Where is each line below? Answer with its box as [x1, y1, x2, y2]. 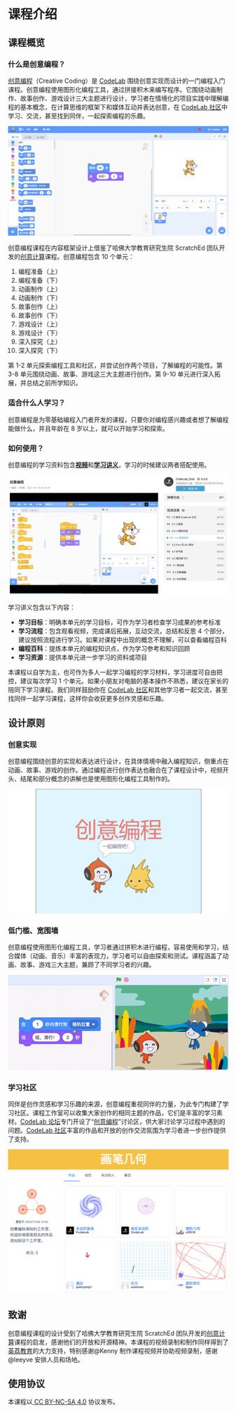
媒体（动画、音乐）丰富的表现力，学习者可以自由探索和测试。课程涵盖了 [13, 951, 223, 960]
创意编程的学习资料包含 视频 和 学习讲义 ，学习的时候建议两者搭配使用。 [8, 460, 211, 469]
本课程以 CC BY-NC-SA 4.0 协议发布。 [8, 1397, 120, 1406]
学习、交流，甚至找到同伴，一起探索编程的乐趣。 [8, 112, 149, 120]
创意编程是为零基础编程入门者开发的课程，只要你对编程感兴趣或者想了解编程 [8, 415, 229, 424]
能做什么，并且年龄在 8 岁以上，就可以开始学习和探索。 [8, 424, 169, 432]
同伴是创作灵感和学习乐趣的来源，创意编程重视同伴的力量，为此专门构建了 [8, 1100, 223, 1108]
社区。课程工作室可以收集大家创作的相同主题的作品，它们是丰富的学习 [13, 1109, 216, 1117]
